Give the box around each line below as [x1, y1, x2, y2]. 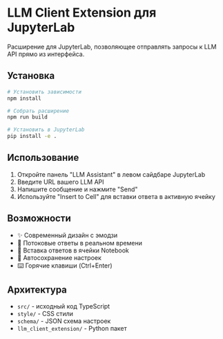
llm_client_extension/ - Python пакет [17, 324, 127, 333]
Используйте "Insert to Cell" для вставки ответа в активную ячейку [17, 192, 216, 200]
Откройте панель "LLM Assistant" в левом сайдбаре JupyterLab [17, 170, 206, 178]
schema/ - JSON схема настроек [17, 317, 111, 325]
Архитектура [7, 284, 68, 296]
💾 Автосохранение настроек [17, 253, 102, 261]
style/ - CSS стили [17, 310, 74, 318]
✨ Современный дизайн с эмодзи [17, 231, 118, 239]
